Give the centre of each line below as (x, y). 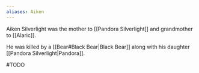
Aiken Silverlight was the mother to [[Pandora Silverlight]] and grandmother (100, 29)
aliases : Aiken (25, 12)
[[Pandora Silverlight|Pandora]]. (46, 53)
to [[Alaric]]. (21, 35)
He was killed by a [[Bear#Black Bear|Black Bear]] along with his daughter (98, 47)
